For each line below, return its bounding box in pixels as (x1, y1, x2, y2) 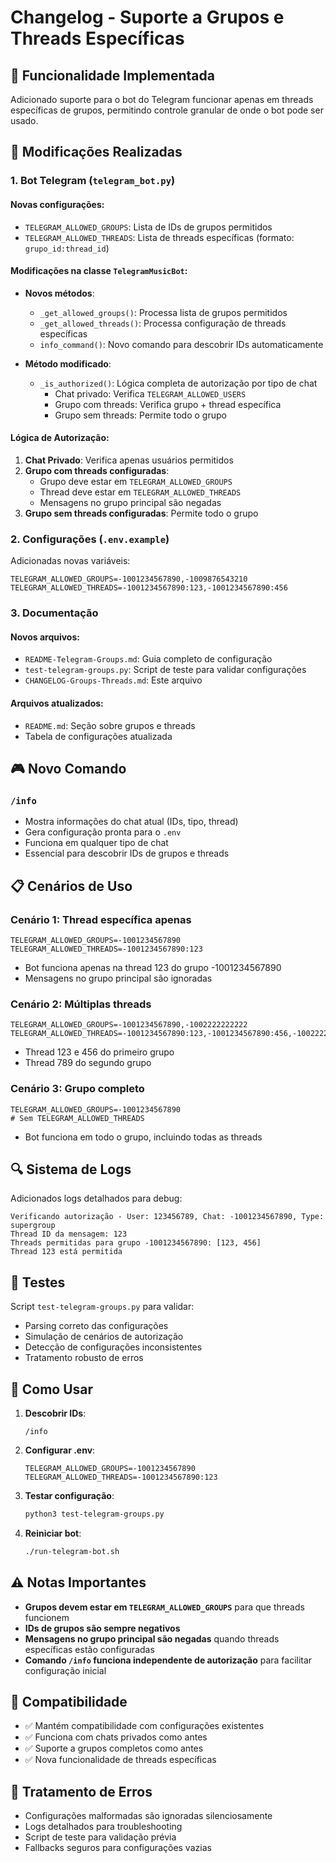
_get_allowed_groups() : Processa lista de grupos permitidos (39, 306, 288, 318)
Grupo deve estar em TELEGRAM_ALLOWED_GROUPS (39, 475, 233, 487)
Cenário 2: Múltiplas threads (10, 997, 152, 1011)
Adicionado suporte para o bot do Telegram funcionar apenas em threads (10, 94, 314, 105)
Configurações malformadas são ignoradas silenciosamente (24, 1810, 273, 1822)
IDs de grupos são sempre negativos (24, 1622, 181, 1634)
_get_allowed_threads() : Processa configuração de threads (39, 317, 287, 329)
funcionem (24, 1611, 70, 1623)
